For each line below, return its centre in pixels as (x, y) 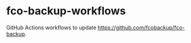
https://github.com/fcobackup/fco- (141, 27)
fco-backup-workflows (66, 11)
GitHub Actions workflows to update (51, 27)
